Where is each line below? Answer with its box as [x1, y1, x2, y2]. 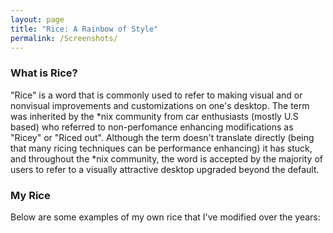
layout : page [10, 14, 65, 25]
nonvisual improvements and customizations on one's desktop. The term [10, 99, 310, 111]
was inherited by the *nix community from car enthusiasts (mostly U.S [10, 110, 299, 122]
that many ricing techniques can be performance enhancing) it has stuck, [10, 142, 313, 154]
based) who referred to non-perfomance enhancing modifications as [10, 121, 294, 133]
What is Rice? [10, 66, 78, 80]
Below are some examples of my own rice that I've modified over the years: [10, 211, 321, 223]
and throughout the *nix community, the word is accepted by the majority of [10, 152, 323, 165]
